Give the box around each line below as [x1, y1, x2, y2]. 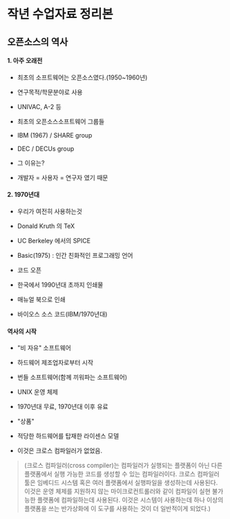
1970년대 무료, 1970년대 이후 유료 [17, 402, 108, 411]
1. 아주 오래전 [7, 57, 43, 65]
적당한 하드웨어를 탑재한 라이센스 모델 [17, 432, 119, 440]
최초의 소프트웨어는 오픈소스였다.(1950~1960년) [17, 73, 148, 82]
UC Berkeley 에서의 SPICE [17, 236, 91, 245]
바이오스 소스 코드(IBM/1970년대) [17, 310, 108, 318]
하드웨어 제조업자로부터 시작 [17, 359, 94, 367]
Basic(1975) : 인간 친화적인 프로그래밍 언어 [17, 251, 133, 259]
